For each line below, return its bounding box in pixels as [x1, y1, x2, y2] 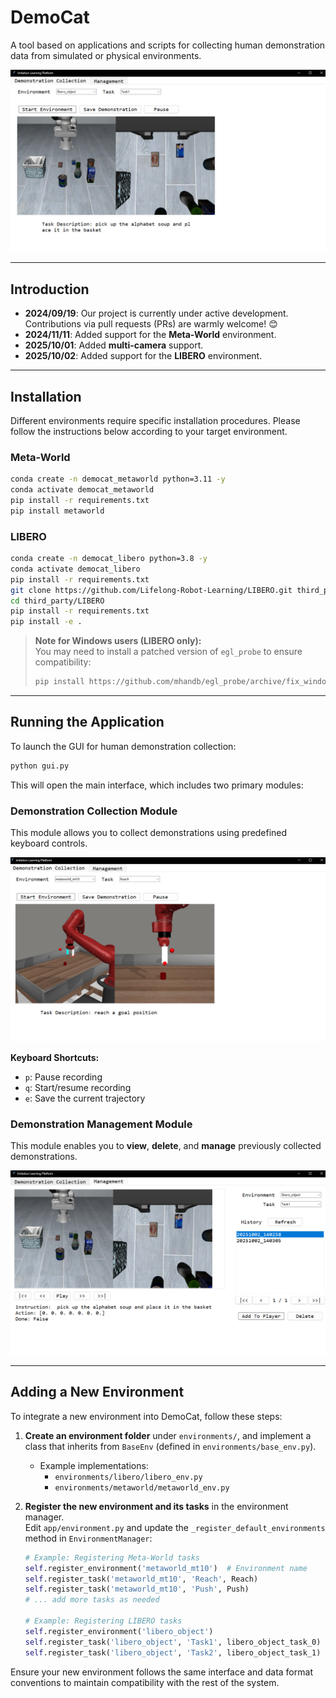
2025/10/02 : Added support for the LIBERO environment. [24, 350, 263, 362]
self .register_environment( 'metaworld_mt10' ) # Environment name [24, 1563, 308, 1573]
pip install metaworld [10, 506, 105, 516]
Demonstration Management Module [10, 1117, 193, 1131]
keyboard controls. [10, 837, 88, 850]
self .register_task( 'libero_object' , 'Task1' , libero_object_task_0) [24, 1637, 322, 1647]
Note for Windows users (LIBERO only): [34, 635, 202, 647]
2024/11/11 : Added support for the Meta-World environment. [24, 329, 277, 341]
